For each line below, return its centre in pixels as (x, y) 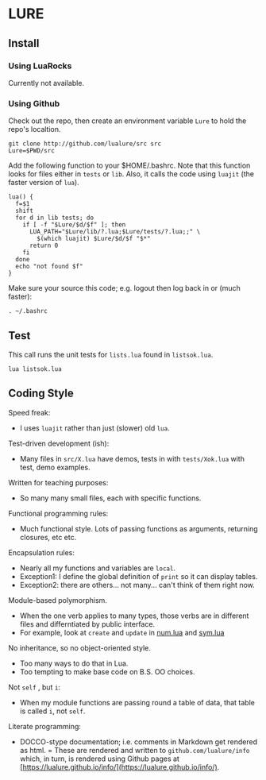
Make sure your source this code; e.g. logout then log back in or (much (124, 288)
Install (24, 43)
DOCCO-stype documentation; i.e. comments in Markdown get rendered (139, 741)
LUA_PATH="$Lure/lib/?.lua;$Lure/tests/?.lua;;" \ (115, 232)
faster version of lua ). (44, 183)
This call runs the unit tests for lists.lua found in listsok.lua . (111, 354)
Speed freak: (29, 412)
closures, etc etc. (48, 537)
